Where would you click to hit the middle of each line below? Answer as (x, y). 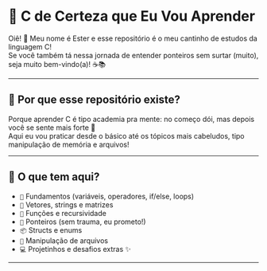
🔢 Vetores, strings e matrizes (66, 204)
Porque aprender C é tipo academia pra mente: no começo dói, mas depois (132, 119)
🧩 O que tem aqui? (54, 177)
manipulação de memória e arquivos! (69, 144)
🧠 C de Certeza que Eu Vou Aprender (132, 16)
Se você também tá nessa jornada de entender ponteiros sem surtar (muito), (133, 55)
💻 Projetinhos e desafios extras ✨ (75, 249)
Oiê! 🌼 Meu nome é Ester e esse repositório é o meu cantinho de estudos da (133, 38)
